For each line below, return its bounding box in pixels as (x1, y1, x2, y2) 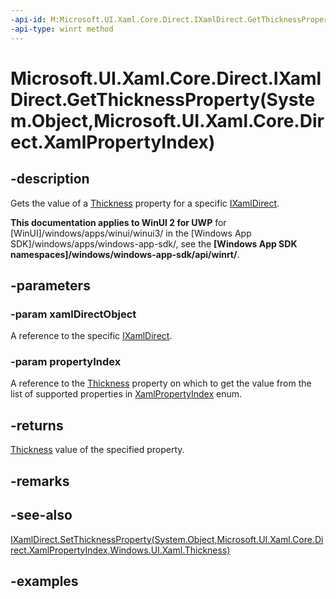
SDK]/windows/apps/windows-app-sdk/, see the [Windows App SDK (10, 237, 298, 250)
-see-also (10, 507, 73, 524)
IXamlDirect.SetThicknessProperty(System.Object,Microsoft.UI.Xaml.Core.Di (10, 533, 324, 545)
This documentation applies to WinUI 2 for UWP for (10, 216, 227, 228)
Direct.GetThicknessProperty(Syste (10, 88, 316, 111)
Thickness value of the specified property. (10, 444, 185, 456)
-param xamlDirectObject (10, 307, 137, 321)
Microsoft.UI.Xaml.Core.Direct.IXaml (10, 67, 322, 90)
